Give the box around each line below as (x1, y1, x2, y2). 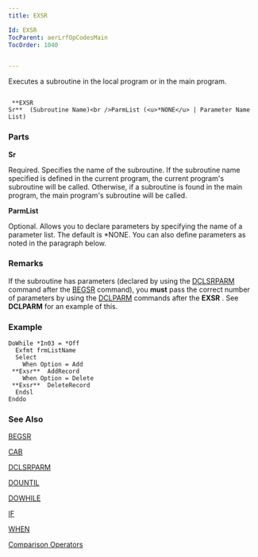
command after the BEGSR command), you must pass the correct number (8, 284, 250, 294)
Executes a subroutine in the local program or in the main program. (8, 76, 227, 86)
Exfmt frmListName (15, 347, 77, 355)
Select (15, 354, 37, 362)
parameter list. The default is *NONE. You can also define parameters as (8, 229, 246, 239)
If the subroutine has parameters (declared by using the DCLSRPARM (8, 276, 235, 285)
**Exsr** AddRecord (11, 367, 80, 375)
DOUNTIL (8, 478, 40, 488)
